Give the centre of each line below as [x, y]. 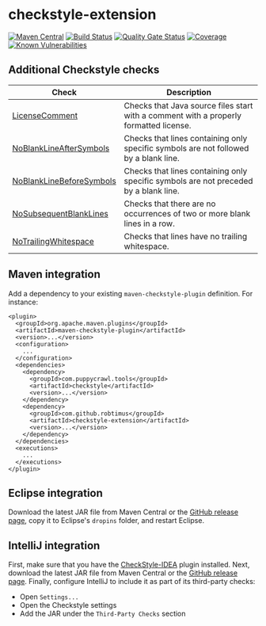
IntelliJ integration [54, 546]
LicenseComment [45, 115]
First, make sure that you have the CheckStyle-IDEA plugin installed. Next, [129, 565]
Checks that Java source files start [188, 105]
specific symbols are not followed [186, 148]
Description [189, 92]
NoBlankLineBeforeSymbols [64, 181]
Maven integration [54, 275]
